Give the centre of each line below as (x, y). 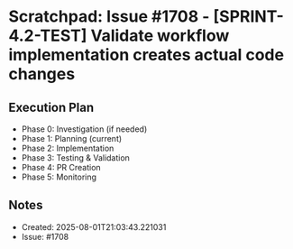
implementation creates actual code (146, 55)
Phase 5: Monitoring (59, 177)
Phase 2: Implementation (68, 148)
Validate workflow (160, 36)
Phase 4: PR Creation (61, 167)
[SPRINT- (249, 17)
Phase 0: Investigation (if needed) (84, 129)
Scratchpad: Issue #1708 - (109, 17)
